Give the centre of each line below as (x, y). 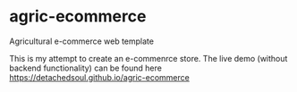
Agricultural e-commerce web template (82, 41)
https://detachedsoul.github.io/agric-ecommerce (99, 77)
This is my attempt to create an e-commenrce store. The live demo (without (148, 58)
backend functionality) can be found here (86, 68)
